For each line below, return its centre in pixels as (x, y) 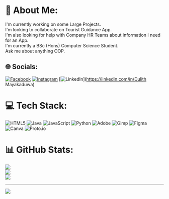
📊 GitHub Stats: (39, 149)
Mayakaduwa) (20, 84)
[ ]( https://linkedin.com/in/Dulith (103, 79)
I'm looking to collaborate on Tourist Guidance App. (59, 29)
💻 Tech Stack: (36, 106)
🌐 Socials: (22, 67)
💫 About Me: (32, 10)
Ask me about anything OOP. (35, 51)
